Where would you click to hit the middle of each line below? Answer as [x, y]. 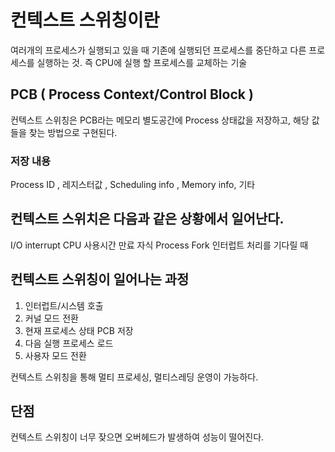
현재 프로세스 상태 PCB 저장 [79, 330]
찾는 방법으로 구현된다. [73, 132]
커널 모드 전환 [51, 318]
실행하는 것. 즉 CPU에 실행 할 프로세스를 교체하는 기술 [142, 62]
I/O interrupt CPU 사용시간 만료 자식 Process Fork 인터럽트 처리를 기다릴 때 [159, 245]
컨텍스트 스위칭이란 [85, 20]
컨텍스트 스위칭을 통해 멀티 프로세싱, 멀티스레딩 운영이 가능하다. [134, 377]
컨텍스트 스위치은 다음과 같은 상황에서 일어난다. [147, 219]
